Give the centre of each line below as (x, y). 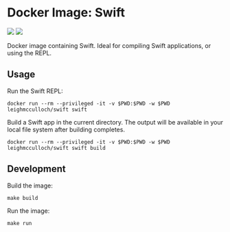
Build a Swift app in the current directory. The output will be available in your (115, 122)
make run (20, 223)
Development (37, 169)
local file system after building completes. (66, 129)
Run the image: (28, 211)
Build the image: (30, 185)
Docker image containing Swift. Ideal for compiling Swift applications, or (109, 45)
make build (23, 198)
